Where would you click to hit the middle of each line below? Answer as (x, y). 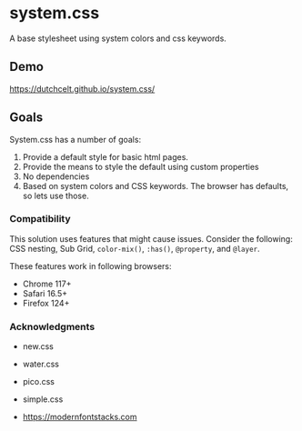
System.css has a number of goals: (75, 139)
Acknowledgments (52, 326)
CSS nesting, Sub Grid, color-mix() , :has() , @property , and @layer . (135, 248)
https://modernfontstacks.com (80, 417)
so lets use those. (55, 195)
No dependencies (56, 176)
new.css (38, 346)
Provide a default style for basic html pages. (106, 156)
